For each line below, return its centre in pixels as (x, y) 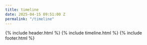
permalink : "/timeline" (30, 19)
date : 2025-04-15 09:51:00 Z (35, 14)
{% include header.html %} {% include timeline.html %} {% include (74, 33)
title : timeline (22, 10)
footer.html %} (20, 38)
